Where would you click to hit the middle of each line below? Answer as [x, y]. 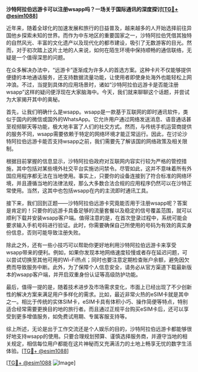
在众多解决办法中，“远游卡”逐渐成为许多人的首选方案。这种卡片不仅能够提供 [99, 70]
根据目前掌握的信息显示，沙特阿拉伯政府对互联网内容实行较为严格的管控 [94, 161]
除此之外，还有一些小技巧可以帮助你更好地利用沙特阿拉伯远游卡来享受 [91, 245]
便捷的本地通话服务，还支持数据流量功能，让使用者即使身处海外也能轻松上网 [99, 77]
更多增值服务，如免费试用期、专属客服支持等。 [73, 316]
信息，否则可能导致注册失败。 [47, 232]
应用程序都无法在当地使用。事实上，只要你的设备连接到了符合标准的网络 [99, 176]
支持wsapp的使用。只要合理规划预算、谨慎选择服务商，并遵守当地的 [99, 336]
